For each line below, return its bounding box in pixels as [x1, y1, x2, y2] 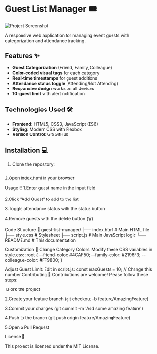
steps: [5, 277, 18, 283]
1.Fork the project [5, 287, 41, 292]
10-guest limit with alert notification [12, 90, 85, 96]
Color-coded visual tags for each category [12, 70, 100, 76]
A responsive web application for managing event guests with [5, 32, 130, 38]
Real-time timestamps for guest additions [12, 75, 98, 81]
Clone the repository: [12, 161, 55, 167]
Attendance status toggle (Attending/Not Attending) [12, 80, 118, 86]
